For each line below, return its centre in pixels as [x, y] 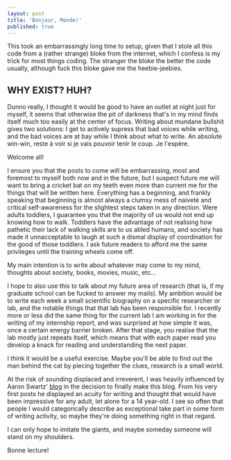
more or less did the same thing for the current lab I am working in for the [112, 316]
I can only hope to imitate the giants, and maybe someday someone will [109, 429]
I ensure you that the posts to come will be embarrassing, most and [103, 171]
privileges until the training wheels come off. [70, 252]
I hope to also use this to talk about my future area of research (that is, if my [115, 286]
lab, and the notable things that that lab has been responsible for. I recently [114, 308]
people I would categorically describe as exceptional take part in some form [115, 409]
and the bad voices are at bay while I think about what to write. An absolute [115, 137]
